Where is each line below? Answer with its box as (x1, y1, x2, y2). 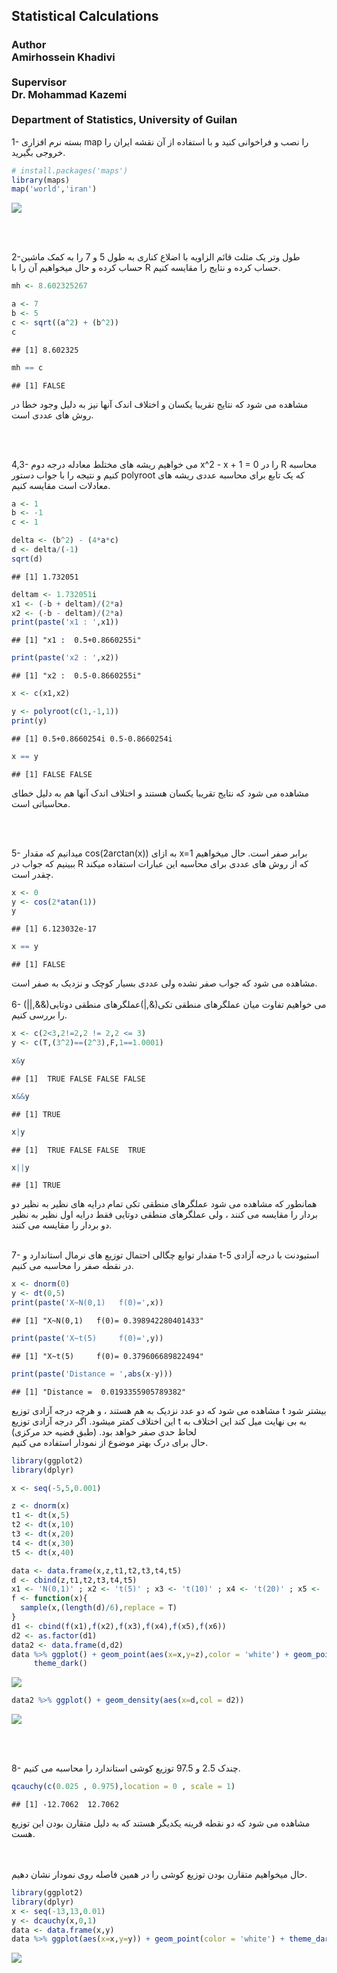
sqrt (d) (11, 554, 44, 564)
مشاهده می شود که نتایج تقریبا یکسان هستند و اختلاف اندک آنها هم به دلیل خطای (11, 787, 310, 799)
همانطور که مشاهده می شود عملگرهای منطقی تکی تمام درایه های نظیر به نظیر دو (11, 1198, 318, 1210)
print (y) (11, 715, 48, 726)
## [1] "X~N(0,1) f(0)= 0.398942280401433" (11, 1316, 204, 1326)
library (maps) (11, 175, 71, 185)
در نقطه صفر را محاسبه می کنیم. (11, 1260, 134, 1272)
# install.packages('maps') (11, 165, 129, 176)
